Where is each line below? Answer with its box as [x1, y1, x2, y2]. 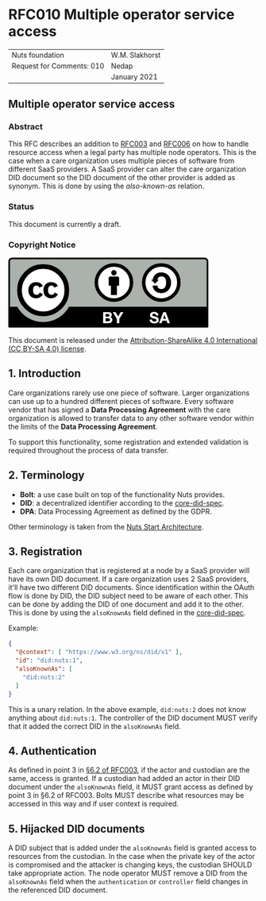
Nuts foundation [11, 50, 65, 60]
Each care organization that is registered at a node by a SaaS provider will [8, 566, 250, 576]
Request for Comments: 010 [11, 61, 105, 71]
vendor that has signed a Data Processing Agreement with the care [8, 405, 231, 414]
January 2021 [110, 72, 158, 82]
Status [8, 201, 34, 212]
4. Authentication [8, 744, 97, 757]
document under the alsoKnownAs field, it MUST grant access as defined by [8, 782, 253, 791]
